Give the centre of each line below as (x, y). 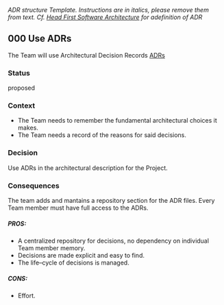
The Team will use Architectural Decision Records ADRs (86, 55)
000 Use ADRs (40, 39)
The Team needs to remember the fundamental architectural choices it (117, 121)
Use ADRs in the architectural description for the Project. (88, 168)
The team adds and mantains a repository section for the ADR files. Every (111, 200)
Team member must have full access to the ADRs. (78, 208)
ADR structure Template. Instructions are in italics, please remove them (109, 10)
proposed (22, 88)
